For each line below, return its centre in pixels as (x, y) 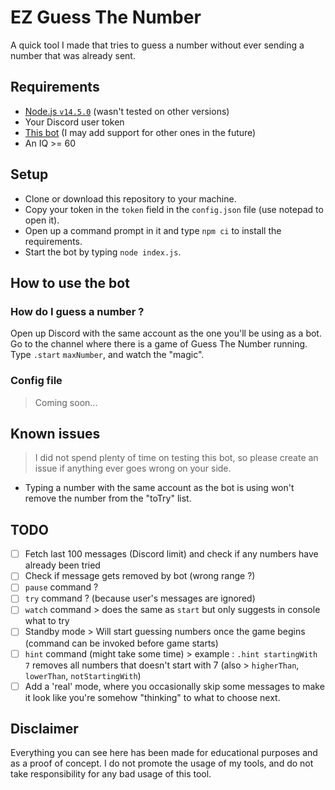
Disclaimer (44, 729)
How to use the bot (70, 282)
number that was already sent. (73, 55)
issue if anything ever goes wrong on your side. (133, 468)
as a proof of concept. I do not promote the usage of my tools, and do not (162, 763)
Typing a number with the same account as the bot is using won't (159, 488)
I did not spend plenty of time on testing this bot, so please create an (176, 458)
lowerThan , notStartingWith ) (83, 675)
